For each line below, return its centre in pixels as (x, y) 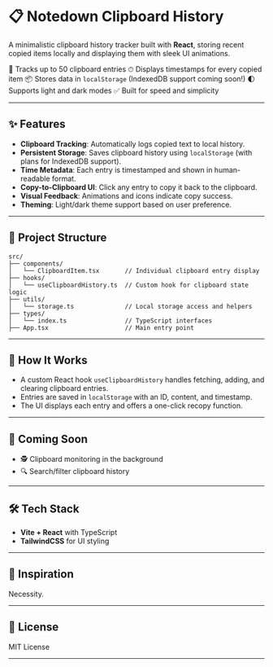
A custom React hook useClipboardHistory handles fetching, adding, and (142, 380)
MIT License (29, 647)
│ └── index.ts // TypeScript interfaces (110, 320)
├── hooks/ (27, 278)
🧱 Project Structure (58, 238)
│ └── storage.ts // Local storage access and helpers (130, 306)
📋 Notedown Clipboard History (116, 17)
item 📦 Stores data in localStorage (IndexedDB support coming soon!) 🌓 (132, 78)
